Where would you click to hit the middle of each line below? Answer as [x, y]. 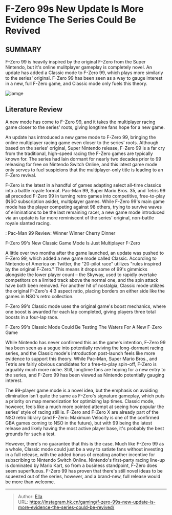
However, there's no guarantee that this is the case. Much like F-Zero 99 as [85, 443]
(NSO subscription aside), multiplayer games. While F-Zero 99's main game [85, 201]
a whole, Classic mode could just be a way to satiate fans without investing [84, 449]
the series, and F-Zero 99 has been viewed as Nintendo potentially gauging [85, 375]
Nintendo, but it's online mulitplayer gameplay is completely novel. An [79, 67]
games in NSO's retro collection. [39, 296]
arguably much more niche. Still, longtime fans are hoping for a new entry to [85, 369]
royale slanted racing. [28, 223]
